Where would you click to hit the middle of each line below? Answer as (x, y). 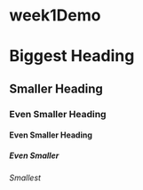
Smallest (25, 178)
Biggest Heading (72, 56)
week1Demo (55, 16)
